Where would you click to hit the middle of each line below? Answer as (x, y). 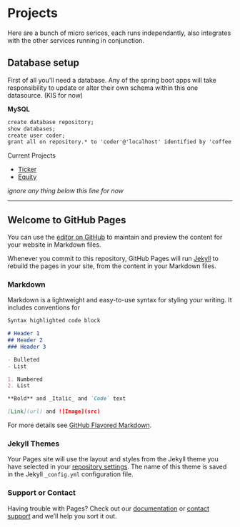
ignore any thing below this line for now (65, 191)
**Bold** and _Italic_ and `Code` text (67, 399)
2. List (19, 386)
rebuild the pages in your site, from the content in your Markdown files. (112, 266)
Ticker (27, 170)
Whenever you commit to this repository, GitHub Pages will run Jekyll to (113, 259)
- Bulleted (24, 359)
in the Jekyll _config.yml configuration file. (70, 474)
